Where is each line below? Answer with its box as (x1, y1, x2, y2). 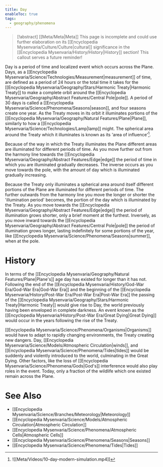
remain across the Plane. (5, 373, 55, 379)
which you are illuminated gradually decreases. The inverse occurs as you (5, 161, 153, 167)
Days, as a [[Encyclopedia (5, 69, 57, 75)
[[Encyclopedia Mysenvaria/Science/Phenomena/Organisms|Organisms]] (5, 327, 152, 333)
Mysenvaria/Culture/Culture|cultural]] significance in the (16, 44, 130, 50)
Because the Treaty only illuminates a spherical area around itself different (5, 181, 154, 187)
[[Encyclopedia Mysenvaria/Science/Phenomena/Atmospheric (12, 427, 137, 433)
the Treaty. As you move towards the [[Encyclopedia (5, 202, 110, 208)
